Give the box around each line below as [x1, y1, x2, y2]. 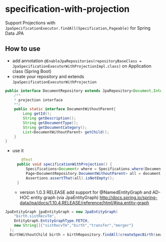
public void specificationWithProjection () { [17, 162, 113, 167]
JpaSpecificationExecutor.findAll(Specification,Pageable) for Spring [5, 25, 151, 31]
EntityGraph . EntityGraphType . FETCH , [14, 218, 90, 223]
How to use [5, 44, 41, 53]
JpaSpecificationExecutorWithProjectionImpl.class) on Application [12, 63, 152, 69]
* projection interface [14, 97, 63, 102]
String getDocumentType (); [23, 120, 79, 125]
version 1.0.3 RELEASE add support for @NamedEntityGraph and [19, 189, 152, 195]
